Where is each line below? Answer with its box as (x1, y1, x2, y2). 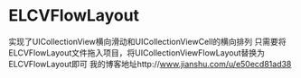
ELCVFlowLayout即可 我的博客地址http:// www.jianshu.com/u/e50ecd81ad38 (8, 58, 292, 69)
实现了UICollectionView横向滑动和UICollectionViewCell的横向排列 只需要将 (8, 36, 287, 47)
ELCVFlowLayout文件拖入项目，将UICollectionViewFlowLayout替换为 (8, 47, 266, 58)
